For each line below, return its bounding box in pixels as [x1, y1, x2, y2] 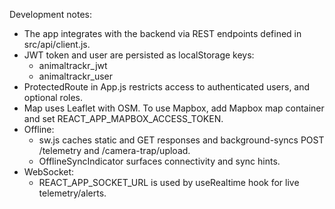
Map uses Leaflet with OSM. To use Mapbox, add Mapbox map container [23, 102, 325, 114]
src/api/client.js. [23, 39, 91, 50]
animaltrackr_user [38, 70, 113, 82]
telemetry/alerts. [38, 187, 107, 199]
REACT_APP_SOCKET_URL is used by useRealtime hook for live [38, 177, 300, 188]
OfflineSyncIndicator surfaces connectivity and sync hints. [38, 155, 281, 167]
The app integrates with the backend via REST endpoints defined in [23, 28, 302, 39]
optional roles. [23, 92, 83, 103]
